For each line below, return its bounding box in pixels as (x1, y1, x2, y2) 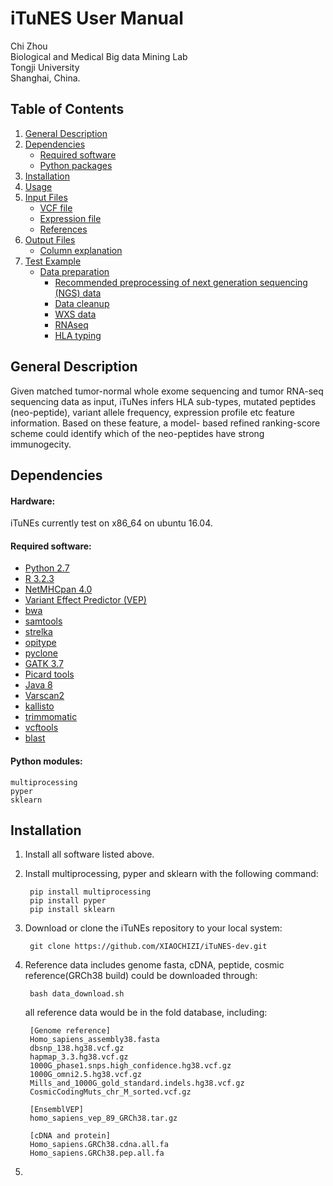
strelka (24, 626, 53, 638)
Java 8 (24, 679, 53, 691)
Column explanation (39, 244, 123, 256)
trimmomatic (24, 711, 78, 723)
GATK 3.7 (24, 658, 64, 670)
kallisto (24, 700, 55, 712)
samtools (24, 615, 63, 627)
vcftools (24, 722, 59, 734)
